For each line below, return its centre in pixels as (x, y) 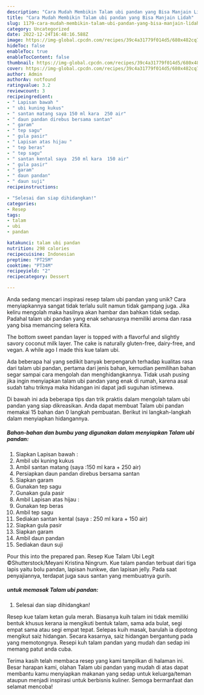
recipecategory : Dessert (38, 277)
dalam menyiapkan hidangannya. (48, 419)
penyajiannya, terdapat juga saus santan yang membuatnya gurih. (89, 575)
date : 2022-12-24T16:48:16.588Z (48, 35)
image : (15, 40)
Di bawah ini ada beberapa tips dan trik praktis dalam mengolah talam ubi (98, 399)
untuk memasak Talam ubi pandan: (53, 589)
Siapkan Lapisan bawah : (47, 454)
